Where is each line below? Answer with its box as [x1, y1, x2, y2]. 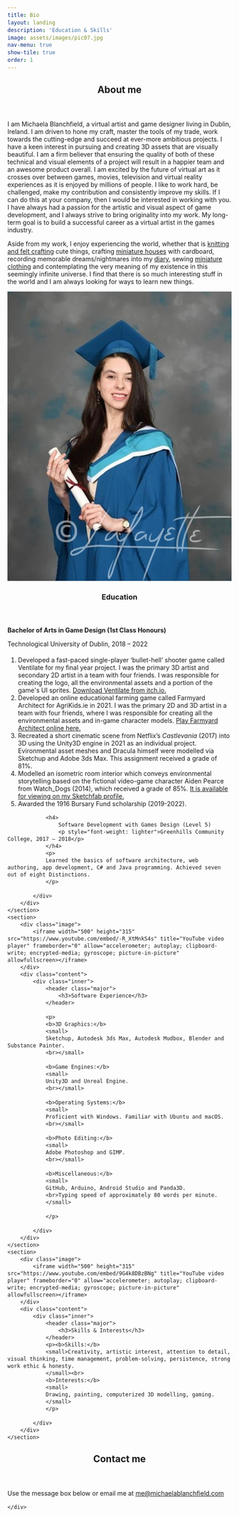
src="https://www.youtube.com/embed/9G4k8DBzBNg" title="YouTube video [7, 1270, 224, 1277]
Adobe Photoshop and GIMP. [45, 1149, 126, 1156]
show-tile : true [7, 49, 55, 56]
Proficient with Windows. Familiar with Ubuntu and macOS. [45, 1113, 224, 1120]
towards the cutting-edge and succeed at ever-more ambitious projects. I [7, 135, 223, 144]
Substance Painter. [7, 1042, 65, 1049]
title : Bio [7, 11, 40, 19]
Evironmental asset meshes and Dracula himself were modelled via [17, 746, 215, 755]
